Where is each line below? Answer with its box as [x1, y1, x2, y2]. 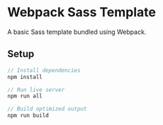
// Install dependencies [7, 66, 81, 74]
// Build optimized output [7, 105, 87, 113]
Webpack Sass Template [7, 4, 156, 20]
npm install [7, 73, 43, 81]
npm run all [7, 93, 43, 100]
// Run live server [7, 86, 65, 93]
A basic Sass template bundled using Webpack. [7, 28, 147, 36]
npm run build [7, 112, 50, 119]
